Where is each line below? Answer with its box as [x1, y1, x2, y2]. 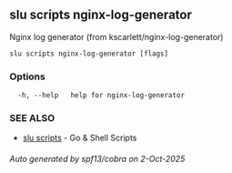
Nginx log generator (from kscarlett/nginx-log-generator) [9, 31, 224, 42]
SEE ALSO [9, 112, 55, 125]
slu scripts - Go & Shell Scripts [22, 132, 137, 144]
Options [9, 70, 45, 83]
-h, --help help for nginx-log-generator [17, 91, 185, 100]
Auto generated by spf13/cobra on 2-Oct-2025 [9, 154, 186, 164]
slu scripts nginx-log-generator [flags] [9, 49, 169, 58]
